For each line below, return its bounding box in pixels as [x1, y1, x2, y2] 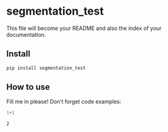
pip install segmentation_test [6, 65, 86, 71]
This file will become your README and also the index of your [6, 24, 162, 32]
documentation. [6, 31, 46, 38]
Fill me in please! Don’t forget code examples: [6, 98, 122, 105]
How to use [6, 82, 50, 92]
